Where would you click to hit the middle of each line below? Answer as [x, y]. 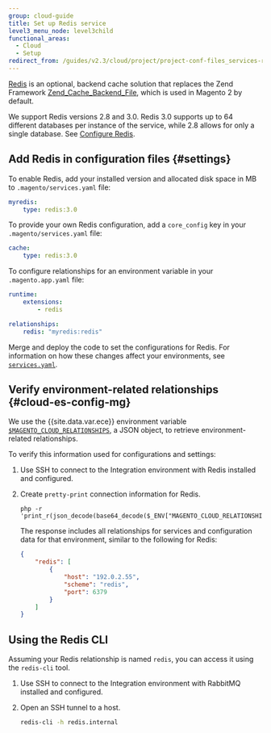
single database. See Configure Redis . [72, 133]
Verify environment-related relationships [114, 390]
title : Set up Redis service [57, 23]
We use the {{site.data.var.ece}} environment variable [98, 421]
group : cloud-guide [41, 16]
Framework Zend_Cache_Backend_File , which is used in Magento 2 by [125, 92]
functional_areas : [39, 38]
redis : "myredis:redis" [63, 332]
